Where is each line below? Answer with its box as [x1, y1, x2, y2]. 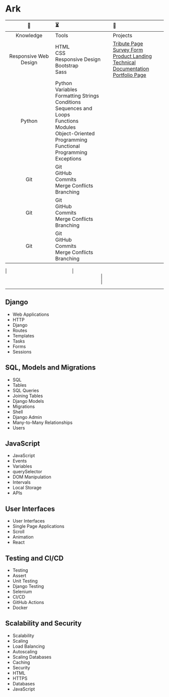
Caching [12, 659, 30, 665]
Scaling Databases [12, 654, 52, 660]
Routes [12, 327, 28, 333]
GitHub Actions [12, 599, 44, 605]
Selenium [12, 589, 32, 594]
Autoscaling [12, 648, 38, 654]
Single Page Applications [12, 524, 64, 530]
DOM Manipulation [12, 474, 52, 480]
